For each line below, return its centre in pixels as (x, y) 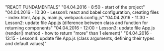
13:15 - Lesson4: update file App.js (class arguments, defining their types (80, 38)
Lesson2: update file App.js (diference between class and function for (77, 23)
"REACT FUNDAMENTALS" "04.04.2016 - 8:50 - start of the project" (75, 7)
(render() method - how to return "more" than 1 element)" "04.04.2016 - (79, 33)
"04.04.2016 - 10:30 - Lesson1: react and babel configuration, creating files (82, 12)
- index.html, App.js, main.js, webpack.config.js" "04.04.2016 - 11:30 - (77, 17)
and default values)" (26, 43)
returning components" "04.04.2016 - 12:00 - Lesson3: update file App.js (80, 28)
